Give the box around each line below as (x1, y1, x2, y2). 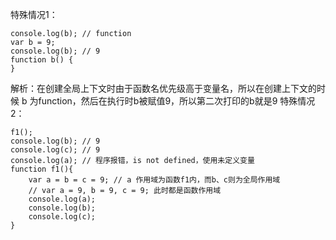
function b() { (10, 55, 74, 65)
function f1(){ (10, 164, 74, 174)
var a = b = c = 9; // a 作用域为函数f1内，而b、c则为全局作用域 (28, 175, 281, 185)
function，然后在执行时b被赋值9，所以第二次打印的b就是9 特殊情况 (38, 95, 316, 107)
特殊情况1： (10, 9, 58, 20)
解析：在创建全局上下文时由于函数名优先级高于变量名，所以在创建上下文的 (10, 83, 317, 94)
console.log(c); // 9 (10, 145, 101, 155)
